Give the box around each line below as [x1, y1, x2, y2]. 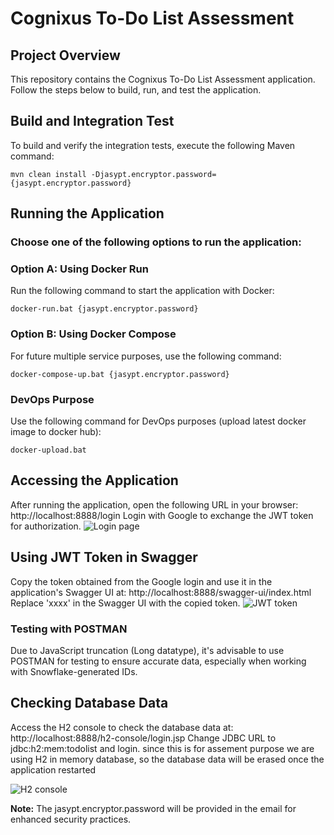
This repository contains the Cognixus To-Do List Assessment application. [10, 73, 316, 85]
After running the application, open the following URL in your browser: [10, 498, 299, 511]
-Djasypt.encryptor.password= [90, 169, 217, 179]
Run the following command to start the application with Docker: [10, 285, 275, 297]
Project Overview [10, 47, 121, 64]
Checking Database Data [10, 695, 169, 712]
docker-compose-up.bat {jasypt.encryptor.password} [10, 369, 230, 379]
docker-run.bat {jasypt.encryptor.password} [10, 304, 199, 314]
